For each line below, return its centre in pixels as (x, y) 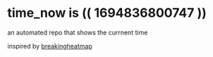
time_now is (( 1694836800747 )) (107, 13)
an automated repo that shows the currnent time (78, 32)
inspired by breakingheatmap (50, 46)
